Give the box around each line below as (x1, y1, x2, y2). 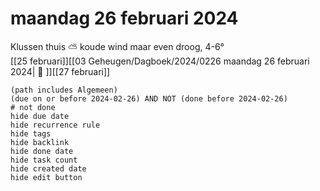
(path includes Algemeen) (10, 85, 118, 95)
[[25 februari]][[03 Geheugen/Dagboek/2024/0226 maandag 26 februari (10, 55, 310, 67)
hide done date (10, 146, 74, 156)
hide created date (10, 163, 87, 174)
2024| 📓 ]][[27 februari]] (10, 65, 111, 77)
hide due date (10, 111, 70, 121)
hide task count (10, 155, 78, 165)
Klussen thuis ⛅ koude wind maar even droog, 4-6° (10, 40, 225, 52)
